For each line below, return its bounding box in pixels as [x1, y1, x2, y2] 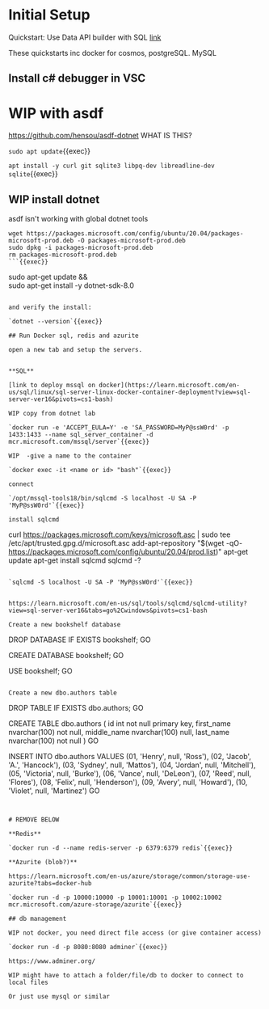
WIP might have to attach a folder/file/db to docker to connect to [8, 972, 244, 980]
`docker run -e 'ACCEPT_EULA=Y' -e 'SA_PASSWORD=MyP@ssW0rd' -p [8, 424, 229, 432]
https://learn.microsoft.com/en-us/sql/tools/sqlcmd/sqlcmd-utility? [8, 600, 248, 608]
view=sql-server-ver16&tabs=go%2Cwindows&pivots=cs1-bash [8, 606, 208, 615]
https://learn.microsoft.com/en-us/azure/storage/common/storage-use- [8, 872, 251, 880]
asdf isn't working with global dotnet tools [8, 214, 149, 224]
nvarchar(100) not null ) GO [8, 736, 99, 745]
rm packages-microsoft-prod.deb [8, 251, 117, 260]
